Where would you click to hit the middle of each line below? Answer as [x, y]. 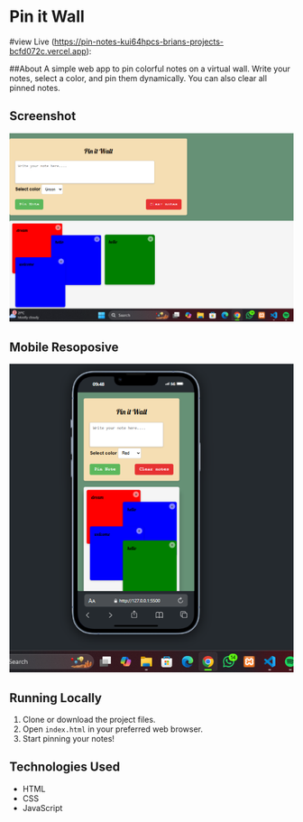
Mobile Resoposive [64, 347]
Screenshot [43, 116]
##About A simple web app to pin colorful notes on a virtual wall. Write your [150, 69]
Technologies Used [64, 767]
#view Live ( [32, 42]
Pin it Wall [47, 17]
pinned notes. [35, 88]
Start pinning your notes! [69, 738]
